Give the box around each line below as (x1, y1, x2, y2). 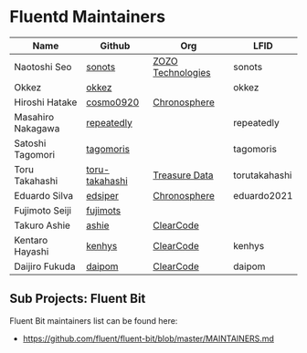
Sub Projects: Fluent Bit (9, 291, 146, 306)
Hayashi (14, 244, 49, 257)
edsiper (86, 189, 119, 202)
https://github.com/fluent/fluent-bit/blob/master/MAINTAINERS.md (22, 333, 274, 344)
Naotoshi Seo (14, 60, 72, 73)
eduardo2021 (232, 189, 293, 202)
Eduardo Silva (14, 189, 74, 202)
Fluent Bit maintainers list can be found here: (9, 315, 178, 326)
